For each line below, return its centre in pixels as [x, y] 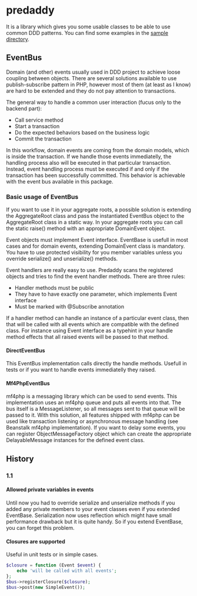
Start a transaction [37, 126]
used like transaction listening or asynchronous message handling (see [92, 421]
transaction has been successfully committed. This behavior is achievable [96, 175]
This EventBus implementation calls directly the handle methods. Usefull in [96, 364]
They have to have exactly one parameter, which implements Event [96, 294]
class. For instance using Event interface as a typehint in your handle [90, 330]
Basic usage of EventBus [42, 197]
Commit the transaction [43, 139]
